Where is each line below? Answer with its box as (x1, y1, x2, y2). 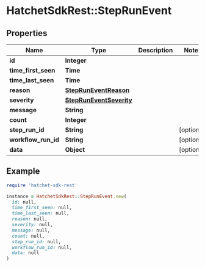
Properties (6, 28, 48, 38)
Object (65, 146, 85, 154)
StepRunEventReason (65, 86, 130, 94)
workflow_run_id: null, (12, 244, 72, 251)
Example (6, 166, 40, 177)
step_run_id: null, (12, 238, 62, 244)
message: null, (12, 227, 51, 233)
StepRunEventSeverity (65, 96, 132, 104)
